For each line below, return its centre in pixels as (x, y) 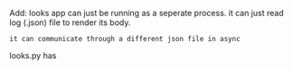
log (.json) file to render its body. (70, 22)
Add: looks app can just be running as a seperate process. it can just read (146, 13)
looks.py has (33, 56)
